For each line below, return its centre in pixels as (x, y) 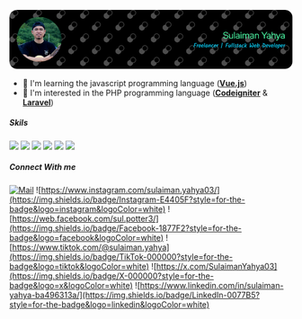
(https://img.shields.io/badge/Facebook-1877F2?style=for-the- (126, 228)
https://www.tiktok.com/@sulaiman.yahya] (91, 247)
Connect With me (43, 167)
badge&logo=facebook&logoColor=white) (87, 237)
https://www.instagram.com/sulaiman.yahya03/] (130, 190)
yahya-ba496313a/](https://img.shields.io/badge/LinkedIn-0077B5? (135, 295)
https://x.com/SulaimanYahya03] (217, 266)
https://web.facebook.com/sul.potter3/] (85, 218)
